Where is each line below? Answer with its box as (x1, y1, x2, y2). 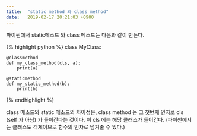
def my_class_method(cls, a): (6, 60, 81, 66)
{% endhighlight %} (6, 96, 55, 103)
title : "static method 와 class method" (6, 8, 109, 15)
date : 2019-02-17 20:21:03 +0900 (6, 14, 94, 20)
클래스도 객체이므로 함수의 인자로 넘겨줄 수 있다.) (12, 123, 126, 131)
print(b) (17, 86, 39, 92)
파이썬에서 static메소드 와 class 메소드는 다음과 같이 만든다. (6, 31, 144, 39)
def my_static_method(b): (6, 81, 70, 87)
